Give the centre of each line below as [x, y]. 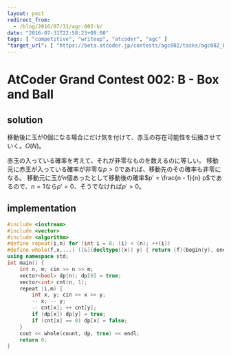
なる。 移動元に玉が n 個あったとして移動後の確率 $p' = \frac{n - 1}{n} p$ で [112, 178]
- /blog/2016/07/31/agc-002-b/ [58, 26]
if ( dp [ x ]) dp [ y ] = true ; [69, 315]
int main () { [26, 263]
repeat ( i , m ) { [41, 288]
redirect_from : [29, 20]
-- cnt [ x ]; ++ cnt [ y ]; [64, 308]
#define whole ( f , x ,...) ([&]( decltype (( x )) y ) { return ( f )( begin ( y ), [110, 250]
